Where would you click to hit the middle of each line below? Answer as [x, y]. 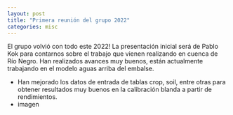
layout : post [26, 14]
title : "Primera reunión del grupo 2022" [69, 20]
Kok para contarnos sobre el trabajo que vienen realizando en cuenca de [113, 54]
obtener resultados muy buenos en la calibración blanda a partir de [114, 90]
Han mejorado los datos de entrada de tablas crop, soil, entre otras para [121, 82]
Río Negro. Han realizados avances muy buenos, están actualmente [105, 61]
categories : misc [33, 26]
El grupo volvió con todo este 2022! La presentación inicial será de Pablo [113, 47]
